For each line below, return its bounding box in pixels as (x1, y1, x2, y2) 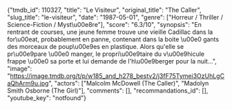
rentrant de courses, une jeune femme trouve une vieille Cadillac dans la (7, 28, 213, 36)
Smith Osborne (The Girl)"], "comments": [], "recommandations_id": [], (7, 86, 209, 95)
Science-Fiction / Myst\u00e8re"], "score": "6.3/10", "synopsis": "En (7, 21, 202, 28)
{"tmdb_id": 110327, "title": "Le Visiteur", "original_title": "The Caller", (7, 6, 202, 14)
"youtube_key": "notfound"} (7, 94, 87, 102)
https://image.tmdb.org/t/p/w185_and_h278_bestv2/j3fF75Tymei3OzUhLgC (10, 72, 225, 80)
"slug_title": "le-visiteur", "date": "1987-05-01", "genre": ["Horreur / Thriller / (7, 13, 223, 21)
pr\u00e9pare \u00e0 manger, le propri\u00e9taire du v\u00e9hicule (7, 50, 205, 58)
